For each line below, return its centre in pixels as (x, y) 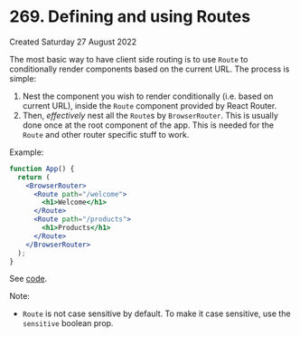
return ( (34, 177)
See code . (28, 279)
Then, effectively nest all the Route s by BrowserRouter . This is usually (150, 115)
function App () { (42, 168)
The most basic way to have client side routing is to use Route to (129, 59)
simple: (23, 78)
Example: (27, 152)
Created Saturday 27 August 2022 (73, 42)
